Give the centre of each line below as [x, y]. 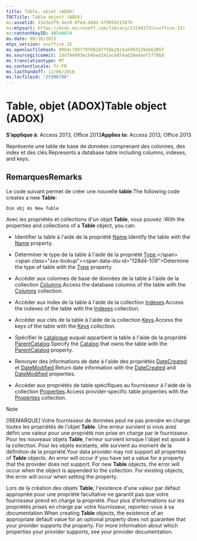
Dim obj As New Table [33, 208]
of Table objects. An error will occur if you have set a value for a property [95, 458]
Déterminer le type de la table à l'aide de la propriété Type [85, 254]
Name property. [34, 243]
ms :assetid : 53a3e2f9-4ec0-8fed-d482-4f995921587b [69, 22]
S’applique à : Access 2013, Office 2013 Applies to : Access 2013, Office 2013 [99, 135]
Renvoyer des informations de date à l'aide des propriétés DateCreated [101, 361]
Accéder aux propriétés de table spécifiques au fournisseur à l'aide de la [103, 385]
